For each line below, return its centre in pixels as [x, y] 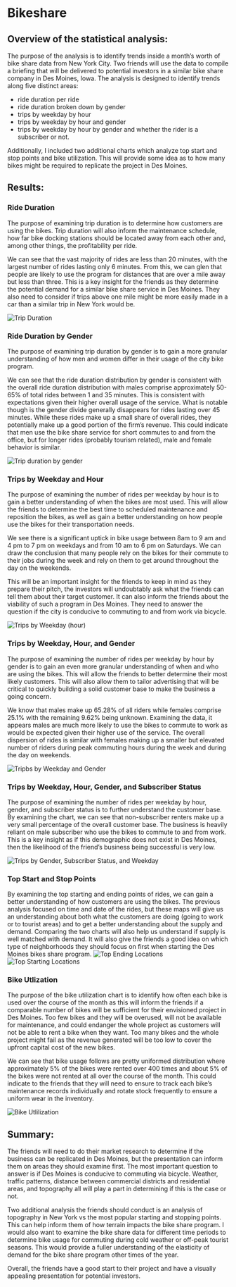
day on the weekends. [39, 568]
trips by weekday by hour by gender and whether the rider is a [108, 129]
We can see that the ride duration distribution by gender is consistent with [114, 380]
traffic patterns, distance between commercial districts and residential [109, 1181]
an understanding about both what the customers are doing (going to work [115, 916]
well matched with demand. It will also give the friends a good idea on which [118, 939]
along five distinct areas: [43, 86]
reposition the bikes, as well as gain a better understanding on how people [115, 517]
